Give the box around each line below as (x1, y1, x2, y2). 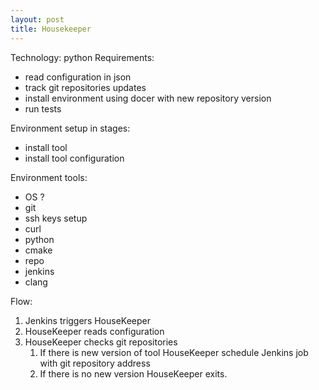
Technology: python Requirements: (10, 51, 155, 63)
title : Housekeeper (10, 24, 92, 34)
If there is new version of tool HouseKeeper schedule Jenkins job (39, 346, 309, 358)
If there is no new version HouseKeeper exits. (39, 367, 228, 380)
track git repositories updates (24, 81, 147, 93)
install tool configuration (24, 152, 125, 164)
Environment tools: (10, 171, 88, 183)
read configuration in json (24, 71, 132, 83)
